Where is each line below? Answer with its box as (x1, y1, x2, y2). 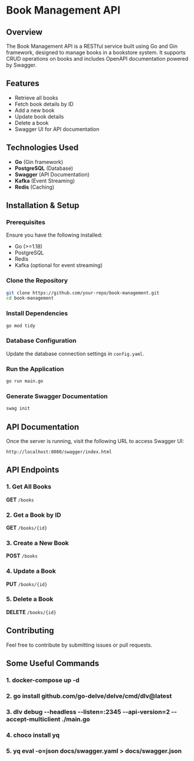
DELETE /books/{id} (6, 608, 57, 615)
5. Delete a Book (6, 595, 54, 603)
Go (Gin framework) (14, 158, 64, 165)
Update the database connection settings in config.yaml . (6, 350, 144, 357)
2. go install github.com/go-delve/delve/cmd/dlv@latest (6, 691, 172, 700)
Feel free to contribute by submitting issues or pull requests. (6, 641, 152, 648)
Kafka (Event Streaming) (14, 177, 75, 184)
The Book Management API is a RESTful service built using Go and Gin (6, 42, 178, 50)
